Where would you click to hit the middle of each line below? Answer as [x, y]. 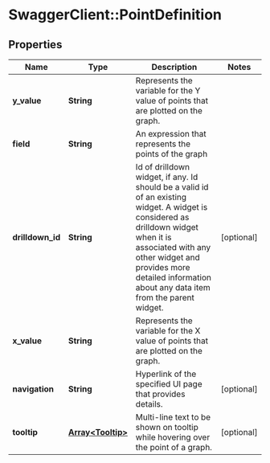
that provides [160, 394]
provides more [163, 267]
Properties [35, 45]
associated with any [173, 247]
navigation [33, 389]
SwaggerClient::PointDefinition [115, 15]
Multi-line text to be [173, 417]
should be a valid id [172, 187]
